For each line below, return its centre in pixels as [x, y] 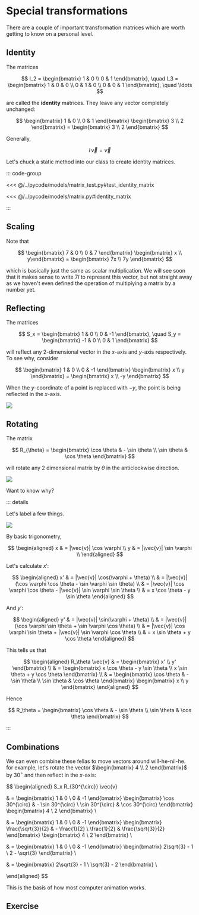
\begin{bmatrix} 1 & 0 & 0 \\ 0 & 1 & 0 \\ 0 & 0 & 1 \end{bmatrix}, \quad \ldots [100, 85]
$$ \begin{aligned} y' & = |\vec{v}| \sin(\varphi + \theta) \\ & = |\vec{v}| [100, 620]
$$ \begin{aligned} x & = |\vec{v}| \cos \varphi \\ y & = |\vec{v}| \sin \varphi [100, 548]
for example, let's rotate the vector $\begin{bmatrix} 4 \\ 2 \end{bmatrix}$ [97, 767]
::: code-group [24, 173]
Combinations [33, 747]
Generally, [19, 138]
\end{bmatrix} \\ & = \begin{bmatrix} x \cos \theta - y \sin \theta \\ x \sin [100, 668]
